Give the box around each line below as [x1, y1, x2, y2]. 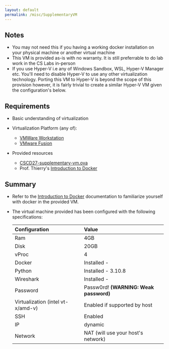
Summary [5, 180, 36, 189]
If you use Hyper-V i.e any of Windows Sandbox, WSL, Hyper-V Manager [12, 66, 164, 72]
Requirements [5, 102, 50, 110]
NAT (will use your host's [84, 329, 143, 336]
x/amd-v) [14, 304, 38, 312]
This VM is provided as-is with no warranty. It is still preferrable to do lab [12, 55, 163, 61]
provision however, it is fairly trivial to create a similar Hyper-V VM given [12, 82, 162, 88]
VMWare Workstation [19, 135, 64, 141]
